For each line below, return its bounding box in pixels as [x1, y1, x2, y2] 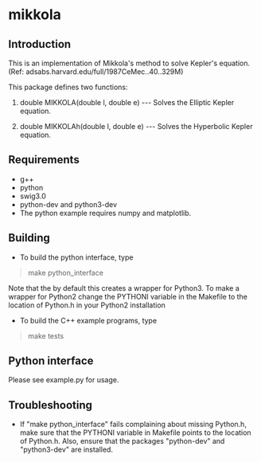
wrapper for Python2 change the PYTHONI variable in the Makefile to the [8, 292, 248, 301]
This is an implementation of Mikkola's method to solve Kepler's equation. [8, 58, 251, 68]
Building [8, 231, 50, 245]
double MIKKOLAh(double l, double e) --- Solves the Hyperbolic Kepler [19, 122, 253, 131]
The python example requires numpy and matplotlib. [19, 208, 192, 217]
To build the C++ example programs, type [19, 315, 158, 325]
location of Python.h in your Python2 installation [8, 300, 166, 310]
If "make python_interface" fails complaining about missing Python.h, [19, 420, 247, 429]
